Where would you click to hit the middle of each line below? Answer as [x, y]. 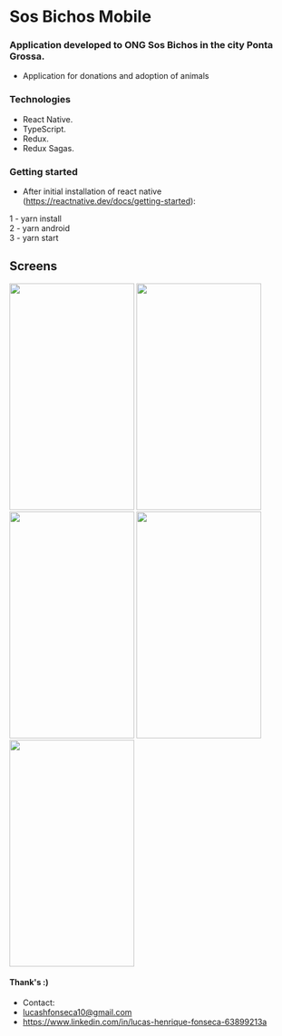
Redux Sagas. [48, 148]
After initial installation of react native [92, 191]
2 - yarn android [40, 228]
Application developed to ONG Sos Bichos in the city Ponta [141, 45]
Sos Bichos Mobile [81, 17]
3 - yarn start [34, 238]
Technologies [40, 100]
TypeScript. [44, 129]
